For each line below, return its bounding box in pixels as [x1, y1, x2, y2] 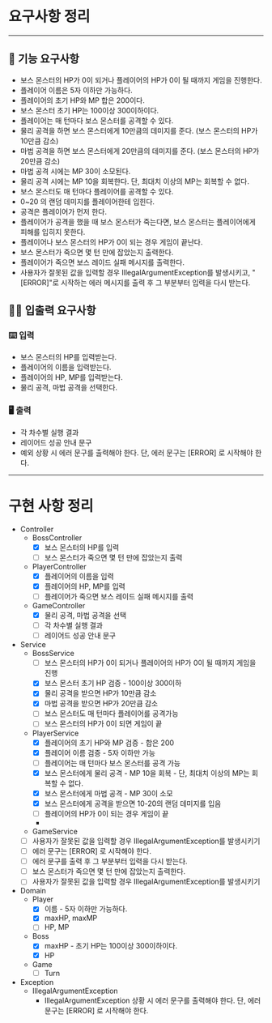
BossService [32, 649, 74, 659]
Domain [19, 886, 47, 896]
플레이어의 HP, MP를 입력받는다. [19, 373, 123, 382]
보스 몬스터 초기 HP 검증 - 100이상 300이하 [44, 678, 182, 688]
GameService [32, 826, 79, 836]
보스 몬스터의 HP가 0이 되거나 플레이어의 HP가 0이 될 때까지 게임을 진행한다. [19, 75, 263, 85]
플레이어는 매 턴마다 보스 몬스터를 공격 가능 [44, 758, 181, 768]
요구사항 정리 [8, 7, 91, 26]
